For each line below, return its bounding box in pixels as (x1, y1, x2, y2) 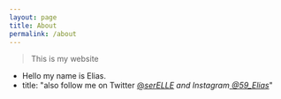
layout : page (9, 12, 57, 22)
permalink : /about (9, 29, 77, 38)
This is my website (30, 54, 99, 65)
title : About (9, 21, 57, 30)
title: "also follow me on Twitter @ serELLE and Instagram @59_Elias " (21, 80, 274, 91)
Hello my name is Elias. (21, 71, 107, 81)
